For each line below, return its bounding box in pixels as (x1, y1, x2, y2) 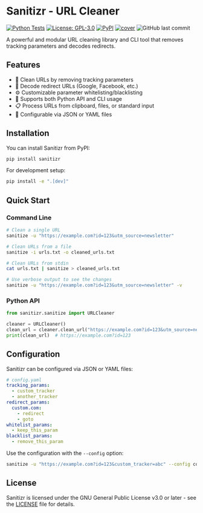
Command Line (6, 213, 52, 222)
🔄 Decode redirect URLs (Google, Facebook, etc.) (14, 82, 138, 89)
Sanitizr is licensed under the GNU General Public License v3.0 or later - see (6, 494, 196, 501)
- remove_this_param (11, 439, 63, 445)
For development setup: (6, 167, 66, 174)
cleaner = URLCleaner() (6, 321, 66, 327)
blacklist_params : (6, 433, 53, 439)
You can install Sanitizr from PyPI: (6, 144, 91, 152)
